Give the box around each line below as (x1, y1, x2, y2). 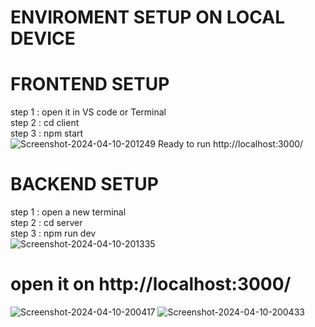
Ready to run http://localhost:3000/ (157, 138, 304, 150)
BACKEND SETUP (10, 173, 159, 196)
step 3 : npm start (10, 127, 84, 140)
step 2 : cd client (10, 117, 80, 129)
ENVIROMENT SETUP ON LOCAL (10, 6, 285, 29)
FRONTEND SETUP (10, 73, 170, 96)
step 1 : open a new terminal (10, 206, 127, 218)
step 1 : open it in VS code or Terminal (10, 106, 167, 118)
